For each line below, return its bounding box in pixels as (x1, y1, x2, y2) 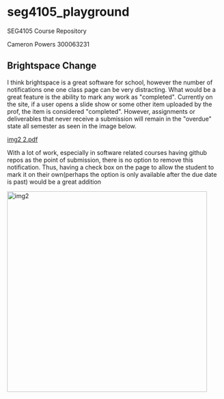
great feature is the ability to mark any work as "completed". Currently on (7, 93, 213, 101)
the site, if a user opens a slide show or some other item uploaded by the (7, 100, 212, 108)
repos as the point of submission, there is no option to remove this (7, 156, 193, 164)
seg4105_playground (7, 4, 130, 20)
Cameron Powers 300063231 (7, 40, 90, 48)
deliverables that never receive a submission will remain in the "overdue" (7, 114, 212, 123)
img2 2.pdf (7, 135, 38, 143)
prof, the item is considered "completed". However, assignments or (7, 107, 196, 115)
